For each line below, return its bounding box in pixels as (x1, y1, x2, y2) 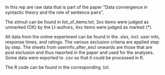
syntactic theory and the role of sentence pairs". (5, 9, 104, 15)
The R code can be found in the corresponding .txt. (5, 64, 110, 70)
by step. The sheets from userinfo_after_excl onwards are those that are (5, 44, 153, 50)
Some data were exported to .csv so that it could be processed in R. (5, 55, 144, 61)
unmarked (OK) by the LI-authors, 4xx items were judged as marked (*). (5, 24, 153, 30)
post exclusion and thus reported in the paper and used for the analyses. (5, 49, 154, 55)
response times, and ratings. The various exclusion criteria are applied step (5, 39, 160, 45)
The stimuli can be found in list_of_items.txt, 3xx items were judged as (5, 19, 149, 25)
